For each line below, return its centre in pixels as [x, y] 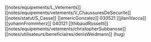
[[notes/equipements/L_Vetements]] [43, 7]
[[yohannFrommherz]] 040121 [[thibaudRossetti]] [56, 23]
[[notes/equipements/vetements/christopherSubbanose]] [65, 29]
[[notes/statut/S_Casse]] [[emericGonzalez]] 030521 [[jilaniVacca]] [75, 18]
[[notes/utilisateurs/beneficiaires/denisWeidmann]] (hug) [65, 34]
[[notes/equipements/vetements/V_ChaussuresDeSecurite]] [68, 13]
